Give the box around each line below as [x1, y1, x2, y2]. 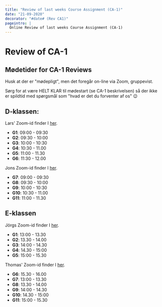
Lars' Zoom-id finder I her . [5, 120, 58, 126]
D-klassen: [5, 107, 39, 115]
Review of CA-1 [5, 46, 68, 58]
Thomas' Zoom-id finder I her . [5, 262, 65, 268]
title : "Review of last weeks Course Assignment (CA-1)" [5, 7, 123, 12]
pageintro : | [5, 20, 32, 26]
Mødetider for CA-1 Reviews [5, 65, 92, 74]
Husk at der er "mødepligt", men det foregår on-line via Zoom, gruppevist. [5, 78, 153, 84]
